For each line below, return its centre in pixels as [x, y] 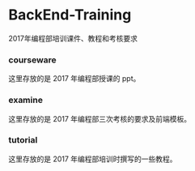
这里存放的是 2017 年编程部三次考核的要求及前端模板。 [100, 118]
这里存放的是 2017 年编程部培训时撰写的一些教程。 [93, 159]
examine [25, 100]
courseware [32, 60]
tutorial [23, 140]
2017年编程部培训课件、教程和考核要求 [73, 38]
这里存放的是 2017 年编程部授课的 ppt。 [74, 79]
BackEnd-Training [70, 15]
